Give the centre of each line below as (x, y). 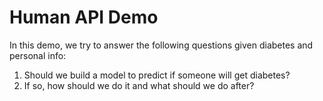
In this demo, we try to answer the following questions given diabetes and (161, 45)
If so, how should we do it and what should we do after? (139, 85)
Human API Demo (84, 17)
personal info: (38, 55)
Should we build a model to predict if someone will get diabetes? (157, 75)
